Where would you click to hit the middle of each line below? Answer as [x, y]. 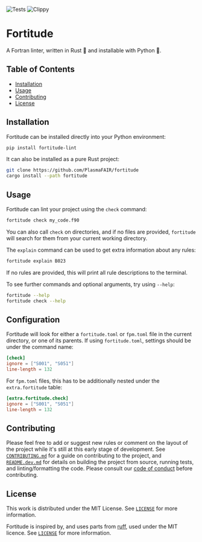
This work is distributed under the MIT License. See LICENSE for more [92, 509]
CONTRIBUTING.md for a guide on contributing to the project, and [84, 456]
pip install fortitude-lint [42, 148]
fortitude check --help [36, 301]
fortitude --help [28, 295]
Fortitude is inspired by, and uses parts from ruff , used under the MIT [92, 527]
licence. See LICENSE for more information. [59, 533]
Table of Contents [41, 69]
